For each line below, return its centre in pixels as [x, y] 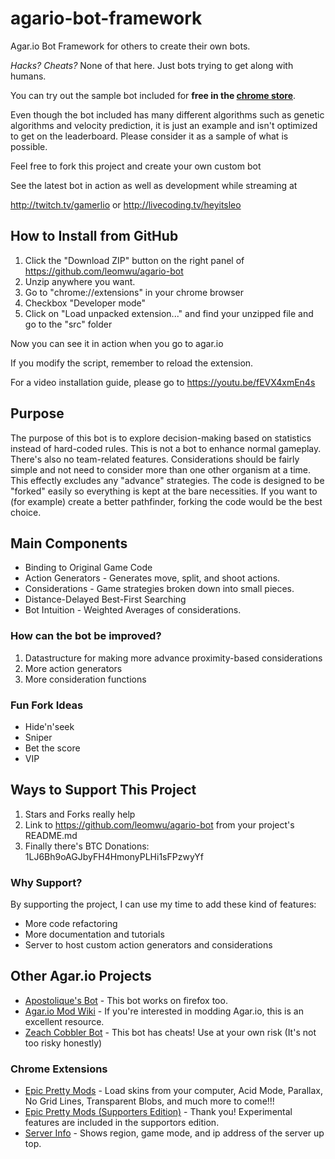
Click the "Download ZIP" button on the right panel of [134, 260]
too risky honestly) [63, 1043]
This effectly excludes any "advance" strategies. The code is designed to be [167, 480]
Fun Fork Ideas [47, 705]
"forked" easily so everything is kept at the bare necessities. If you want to [164, 491]
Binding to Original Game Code [88, 568]
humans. [28, 76]
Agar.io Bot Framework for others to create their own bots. [130, 46]
